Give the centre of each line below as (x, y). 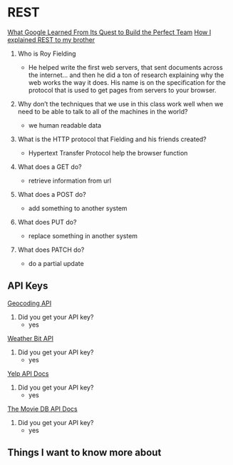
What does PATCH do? (51, 250)
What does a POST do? (52, 194)
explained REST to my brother (51, 39)
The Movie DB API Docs (42, 409)
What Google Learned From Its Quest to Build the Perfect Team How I (109, 32)
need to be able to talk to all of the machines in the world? (103, 111)
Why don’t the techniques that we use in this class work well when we (120, 103)
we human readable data (65, 125)
